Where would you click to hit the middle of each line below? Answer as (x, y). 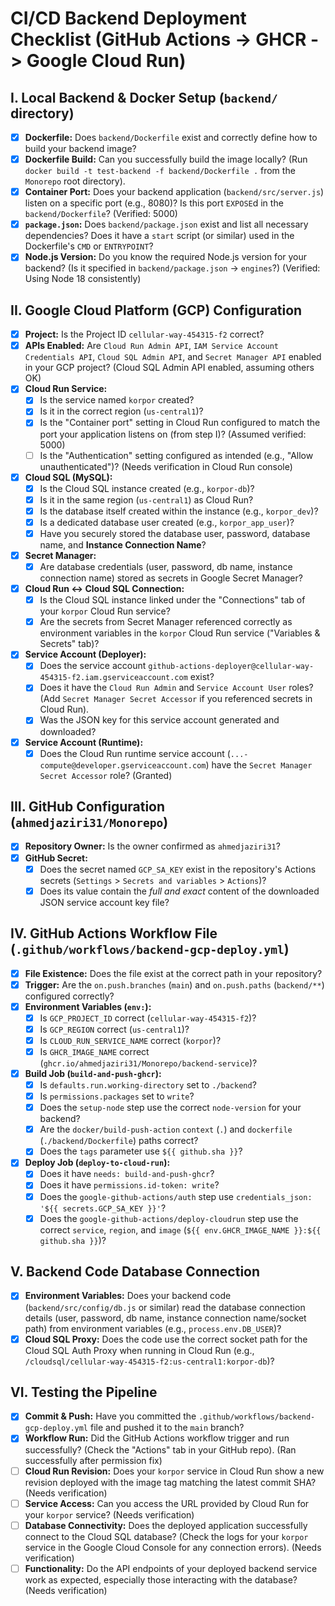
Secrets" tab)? (69, 644)
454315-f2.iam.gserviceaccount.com (113, 678)
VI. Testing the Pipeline (84, 1392)
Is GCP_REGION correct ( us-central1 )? (114, 1029)
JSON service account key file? (104, 902)
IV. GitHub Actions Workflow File (114, 933)
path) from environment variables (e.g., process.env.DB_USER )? (153, 1328)
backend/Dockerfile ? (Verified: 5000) (101, 214)
